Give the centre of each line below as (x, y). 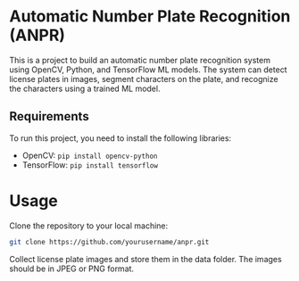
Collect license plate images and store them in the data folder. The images (146, 259)
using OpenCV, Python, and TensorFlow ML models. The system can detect (148, 70)
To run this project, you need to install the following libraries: (120, 138)
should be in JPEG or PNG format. (72, 269)
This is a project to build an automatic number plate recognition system (140, 60)
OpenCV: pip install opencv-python (90, 155)
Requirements (49, 116)
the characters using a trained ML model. (85, 88)
